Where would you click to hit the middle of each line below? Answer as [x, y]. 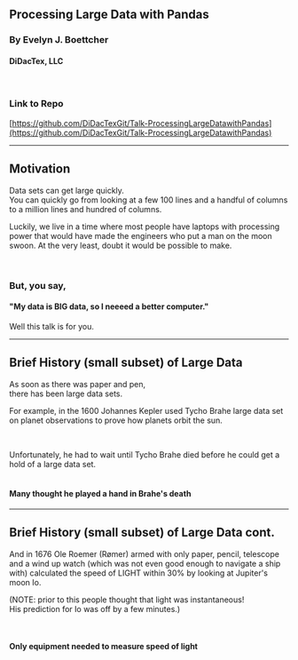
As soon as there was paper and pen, [78, 384]
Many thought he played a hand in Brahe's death [100, 494]
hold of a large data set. [52, 464]
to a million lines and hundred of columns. [86, 209]
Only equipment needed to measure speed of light [103, 647]
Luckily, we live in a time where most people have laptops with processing [145, 227]
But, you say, [38, 285]
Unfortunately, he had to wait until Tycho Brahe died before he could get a [145, 454]
